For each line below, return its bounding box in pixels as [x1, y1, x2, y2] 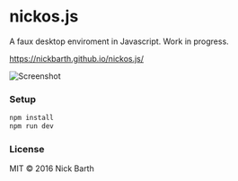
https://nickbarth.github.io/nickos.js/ [9, 53, 145, 64]
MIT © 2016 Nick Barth [9, 163, 94, 174]
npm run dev [9, 122, 54, 131]
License [9, 142, 45, 155]
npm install [9, 114, 54, 123]
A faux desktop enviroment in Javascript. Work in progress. [9, 36, 229, 47]
